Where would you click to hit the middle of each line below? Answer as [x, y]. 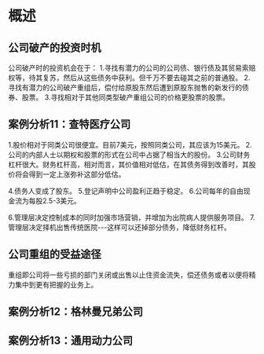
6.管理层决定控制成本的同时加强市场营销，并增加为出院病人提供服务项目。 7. [132, 217]
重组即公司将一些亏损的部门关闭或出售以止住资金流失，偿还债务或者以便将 [128, 275]
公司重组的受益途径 [55, 255]
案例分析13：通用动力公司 [71, 341]
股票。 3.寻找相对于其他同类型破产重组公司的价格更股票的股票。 [126, 97]
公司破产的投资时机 [55, 47]
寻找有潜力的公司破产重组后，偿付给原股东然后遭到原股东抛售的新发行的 [125, 88]
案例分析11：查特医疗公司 [70, 124]
